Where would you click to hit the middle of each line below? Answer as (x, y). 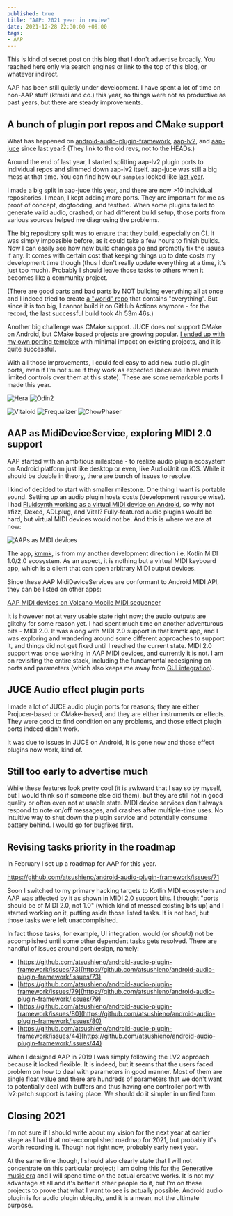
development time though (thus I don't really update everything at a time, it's (117, 262)
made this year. (29, 384)
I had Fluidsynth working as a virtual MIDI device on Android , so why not (111, 504)
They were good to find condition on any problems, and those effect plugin (114, 721)
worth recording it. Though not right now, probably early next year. (103, 1147)
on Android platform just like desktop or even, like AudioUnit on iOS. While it (116, 468)
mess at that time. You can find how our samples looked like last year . (106, 176)
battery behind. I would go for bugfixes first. (70, 825)
